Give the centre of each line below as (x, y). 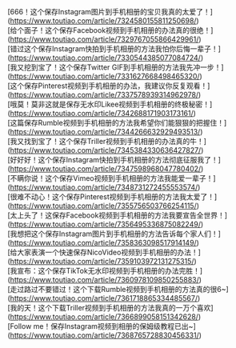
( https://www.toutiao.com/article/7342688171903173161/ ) (102, 113)
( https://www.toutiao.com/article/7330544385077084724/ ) (106, 58)
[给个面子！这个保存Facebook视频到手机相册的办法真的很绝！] (110, 30)
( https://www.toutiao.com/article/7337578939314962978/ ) (104, 95)
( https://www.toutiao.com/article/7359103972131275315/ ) (102, 261)
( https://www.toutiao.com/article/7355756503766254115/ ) (104, 206)
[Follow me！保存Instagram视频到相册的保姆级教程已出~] (102, 326)
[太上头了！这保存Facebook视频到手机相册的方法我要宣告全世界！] (118, 215)
